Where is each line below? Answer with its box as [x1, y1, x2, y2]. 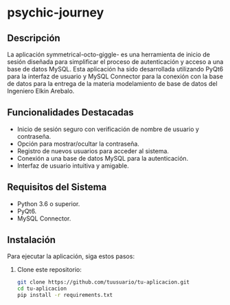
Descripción [7, 32, 60, 44]
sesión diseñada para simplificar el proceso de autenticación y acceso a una [7, 58, 224, 66]
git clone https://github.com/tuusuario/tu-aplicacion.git [16, 279, 190, 286]
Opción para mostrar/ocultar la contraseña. [16, 139, 139, 148]
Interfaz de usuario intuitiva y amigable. [16, 161, 129, 170]
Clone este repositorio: [16, 266, 82, 274]
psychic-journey [7, 5, 104, 21]
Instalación [7, 234, 56, 246]
